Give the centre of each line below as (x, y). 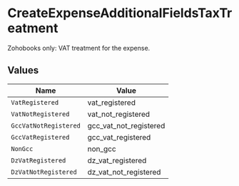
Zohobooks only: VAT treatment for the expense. (79, 48)
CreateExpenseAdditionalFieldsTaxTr (120, 13)
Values (23, 70)
